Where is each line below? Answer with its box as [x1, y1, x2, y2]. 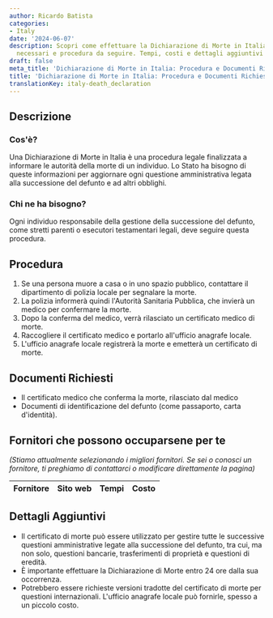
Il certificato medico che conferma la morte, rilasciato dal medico [20, 393, 239, 403]
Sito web [57, 483, 92, 494]
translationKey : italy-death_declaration [9, 79, 151, 87]
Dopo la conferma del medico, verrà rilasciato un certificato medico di [20, 313, 255, 323]
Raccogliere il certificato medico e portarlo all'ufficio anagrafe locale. [20, 330, 252, 340]
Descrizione [9, 109, 72, 123]
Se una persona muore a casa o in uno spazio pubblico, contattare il [20, 279, 249, 288]
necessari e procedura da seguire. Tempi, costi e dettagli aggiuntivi [16, 49, 264, 58]
